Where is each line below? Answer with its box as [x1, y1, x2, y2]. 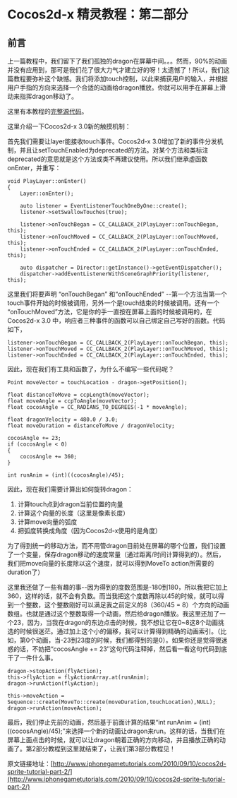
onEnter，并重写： [7, 164, 61, 172]
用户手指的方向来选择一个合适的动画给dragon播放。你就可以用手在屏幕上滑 [7, 83, 226, 92]
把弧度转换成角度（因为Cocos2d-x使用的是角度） [17, 527, 162, 535]
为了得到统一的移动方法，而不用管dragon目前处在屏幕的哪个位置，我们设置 [7, 542, 226, 549]
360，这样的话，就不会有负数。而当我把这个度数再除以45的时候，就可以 [7, 592, 219, 600]
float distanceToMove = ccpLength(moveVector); [7, 391, 150, 398]
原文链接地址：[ [7, 760, 54, 768]
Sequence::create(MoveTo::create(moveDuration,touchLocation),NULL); [7, 698, 217, 705]
